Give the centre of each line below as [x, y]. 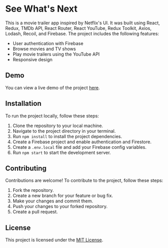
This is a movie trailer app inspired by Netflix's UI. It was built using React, [83, 23]
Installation [23, 104]
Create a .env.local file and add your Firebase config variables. [79, 147]
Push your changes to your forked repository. [60, 206]
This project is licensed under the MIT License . [54, 240]
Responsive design [32, 59]
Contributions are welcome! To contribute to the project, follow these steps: [84, 181]
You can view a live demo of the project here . [53, 88]
